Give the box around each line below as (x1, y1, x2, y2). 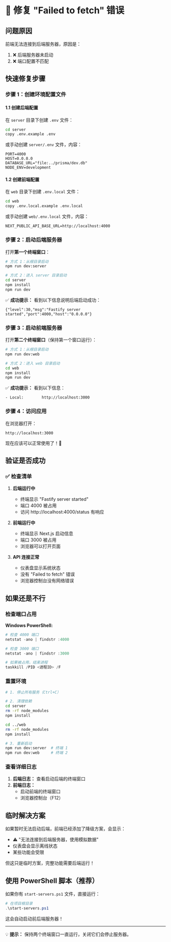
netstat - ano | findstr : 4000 (5, 637, 70, 642)
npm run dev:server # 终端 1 (5, 746, 68, 751)
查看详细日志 (5, 763, 37, 770)
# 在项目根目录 (5, 901, 33, 906)
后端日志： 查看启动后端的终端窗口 (12, 776, 85, 782)
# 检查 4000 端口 (5, 632, 39, 637)
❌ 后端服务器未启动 (12, 52, 53, 58)
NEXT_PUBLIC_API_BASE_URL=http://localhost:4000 (5, 223, 110, 229)
